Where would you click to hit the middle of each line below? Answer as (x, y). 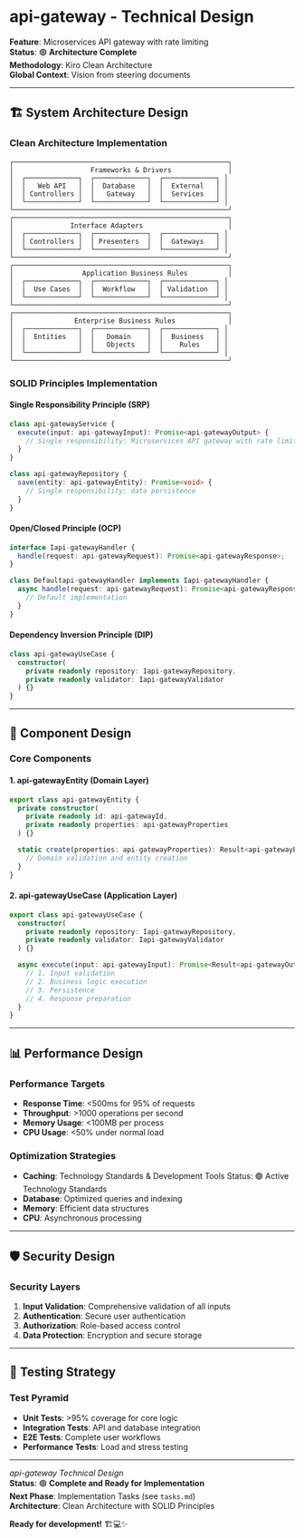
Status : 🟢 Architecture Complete (73, 52)
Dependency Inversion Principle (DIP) (81, 635)
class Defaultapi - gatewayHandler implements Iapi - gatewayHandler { (139, 581)
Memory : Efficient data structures (85, 1209)
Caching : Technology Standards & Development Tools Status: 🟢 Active (156, 1176)
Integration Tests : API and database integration (111, 1427)
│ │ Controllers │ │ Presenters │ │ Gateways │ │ (119, 241)
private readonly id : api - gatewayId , (97, 817)
